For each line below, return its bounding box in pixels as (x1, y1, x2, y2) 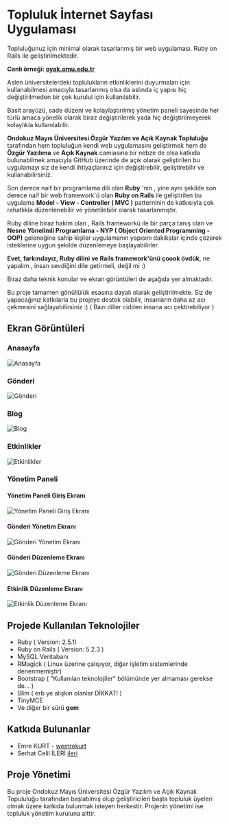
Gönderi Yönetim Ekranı (7, 522, 76, 531)
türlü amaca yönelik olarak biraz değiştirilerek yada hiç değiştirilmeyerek (7, 113, 211, 122)
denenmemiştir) (16, 667, 62, 676)
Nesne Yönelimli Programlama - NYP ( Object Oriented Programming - (7, 226, 210, 234)
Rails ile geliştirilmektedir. (7, 52, 79, 60)
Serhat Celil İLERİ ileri (16, 749, 78, 757)
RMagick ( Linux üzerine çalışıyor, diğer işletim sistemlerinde (16, 660, 189, 668)
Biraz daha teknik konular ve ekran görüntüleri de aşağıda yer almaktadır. (7, 275, 214, 283)
